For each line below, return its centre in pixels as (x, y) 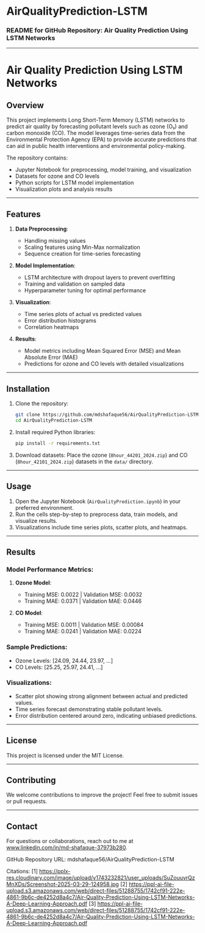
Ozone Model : (33, 583)
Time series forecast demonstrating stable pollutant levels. (89, 709)
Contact (22, 826)
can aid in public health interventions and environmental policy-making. (96, 146)
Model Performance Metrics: (50, 569)
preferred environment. (45, 507)
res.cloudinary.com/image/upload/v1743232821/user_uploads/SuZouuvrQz (101, 878)
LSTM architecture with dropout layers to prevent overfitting (100, 278)
